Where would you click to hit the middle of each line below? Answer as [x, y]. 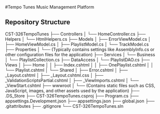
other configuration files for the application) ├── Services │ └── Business [80, 54]
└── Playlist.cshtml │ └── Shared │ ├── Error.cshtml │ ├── [66, 70]
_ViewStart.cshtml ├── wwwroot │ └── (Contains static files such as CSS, [80, 85]
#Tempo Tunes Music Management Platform [50, 7]
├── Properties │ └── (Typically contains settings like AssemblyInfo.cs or [80, 49]
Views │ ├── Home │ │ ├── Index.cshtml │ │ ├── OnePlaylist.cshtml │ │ [79, 65]
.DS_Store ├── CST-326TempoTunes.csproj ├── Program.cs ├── [72, 96]
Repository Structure [38, 22]
